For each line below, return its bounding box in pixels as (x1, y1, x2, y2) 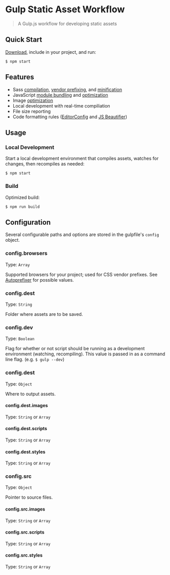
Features (5, 73, 34, 81)
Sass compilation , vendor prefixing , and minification (12, 86, 123, 93)
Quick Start (5, 35, 42, 44)
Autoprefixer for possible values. (5, 276, 74, 283)
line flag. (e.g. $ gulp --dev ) (5, 356, 65, 363)
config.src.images (5, 506, 45, 513)
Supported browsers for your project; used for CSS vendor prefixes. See (5, 271, 158, 278)
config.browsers (5, 250, 47, 257)
